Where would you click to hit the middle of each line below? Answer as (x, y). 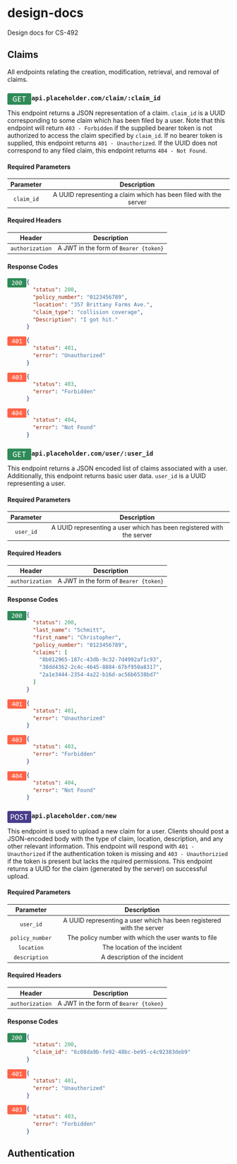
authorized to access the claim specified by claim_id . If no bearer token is (115, 136)
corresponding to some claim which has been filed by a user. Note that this (116, 121)
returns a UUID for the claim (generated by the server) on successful (107, 868)
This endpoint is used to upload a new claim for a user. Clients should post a (118, 831)
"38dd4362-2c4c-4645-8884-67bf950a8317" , (101, 667)
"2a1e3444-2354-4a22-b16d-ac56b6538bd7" (99, 675)
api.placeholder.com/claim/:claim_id (96, 98)
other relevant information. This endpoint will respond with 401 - (101, 846)
